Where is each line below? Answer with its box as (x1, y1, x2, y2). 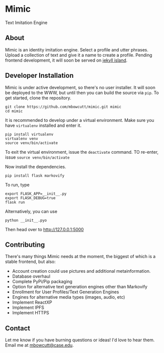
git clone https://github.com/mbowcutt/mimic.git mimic (5, 104, 121, 109)
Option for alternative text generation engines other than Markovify (12, 284, 148, 290)
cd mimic (5, 109, 23, 114)
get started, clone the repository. (5, 94, 71, 101)
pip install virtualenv (5, 132, 54, 137)
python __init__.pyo (5, 218, 47, 223)
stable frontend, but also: (5, 259, 56, 265)
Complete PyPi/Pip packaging (12, 279, 72, 284)
